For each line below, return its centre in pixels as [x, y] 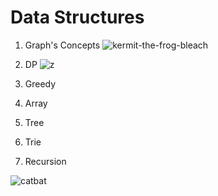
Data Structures [77, 17]
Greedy [40, 83]
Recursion [45, 161]
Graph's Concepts [62, 45]
